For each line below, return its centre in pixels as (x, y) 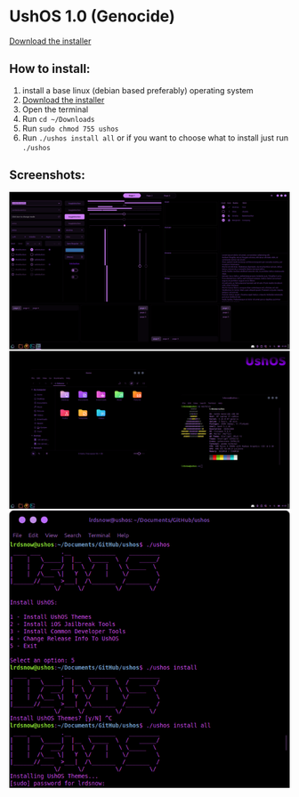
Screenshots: (48, 175)
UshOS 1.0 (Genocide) (92, 16)
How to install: (50, 69)
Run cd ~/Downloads (58, 118)
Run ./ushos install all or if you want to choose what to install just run (155, 137)
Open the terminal (55, 109)
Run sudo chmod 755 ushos (70, 128)
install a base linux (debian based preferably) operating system (137, 90)
